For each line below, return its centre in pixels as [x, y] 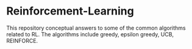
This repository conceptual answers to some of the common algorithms [96, 28]
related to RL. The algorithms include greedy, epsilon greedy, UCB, [90, 34]
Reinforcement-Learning [70, 11]
